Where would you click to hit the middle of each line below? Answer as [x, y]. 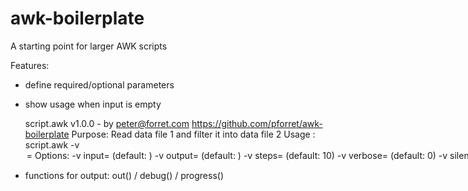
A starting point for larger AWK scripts [89, 46]
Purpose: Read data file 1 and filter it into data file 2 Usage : [193, 134]
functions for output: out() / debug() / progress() [124, 175]
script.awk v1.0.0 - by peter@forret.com [107, 123]
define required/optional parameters [99, 84]
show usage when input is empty [93, 104]
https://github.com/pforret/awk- [257, 123]
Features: [30, 65]
